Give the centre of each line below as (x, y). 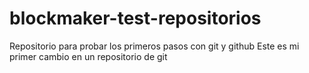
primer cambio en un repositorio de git (88, 56)
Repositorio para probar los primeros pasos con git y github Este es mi (154, 46)
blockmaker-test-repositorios (135, 18)
